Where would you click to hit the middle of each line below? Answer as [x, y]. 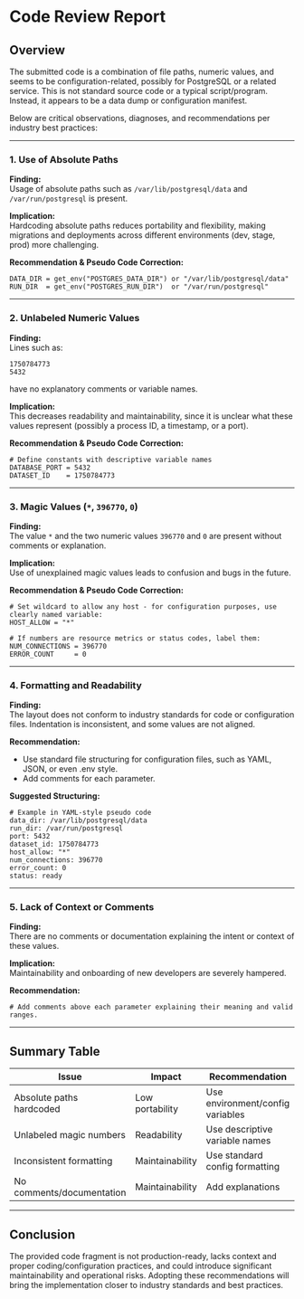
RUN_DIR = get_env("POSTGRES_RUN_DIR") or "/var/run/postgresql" [139, 287]
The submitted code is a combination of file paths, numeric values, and [142, 71]
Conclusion [43, 1234]
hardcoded [37, 1109]
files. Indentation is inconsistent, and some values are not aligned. [133, 725]
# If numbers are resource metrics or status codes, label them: [135, 638]
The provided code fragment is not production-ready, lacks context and [143, 1256]
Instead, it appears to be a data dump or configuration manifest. [128, 100]
